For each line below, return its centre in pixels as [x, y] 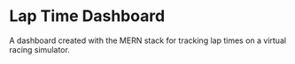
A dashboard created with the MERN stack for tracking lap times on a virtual [147, 40]
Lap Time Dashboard [87, 16]
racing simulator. [40, 49]
